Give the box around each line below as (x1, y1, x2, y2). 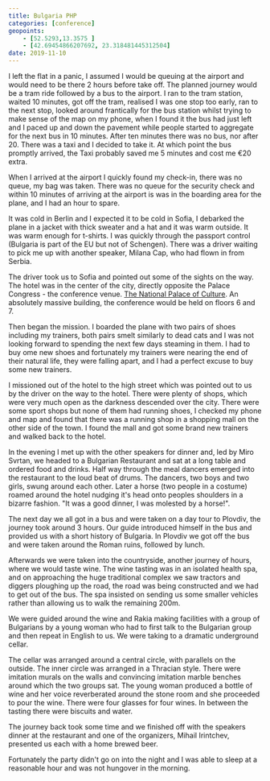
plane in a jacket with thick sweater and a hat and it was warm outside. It (8, 222, 249, 232)
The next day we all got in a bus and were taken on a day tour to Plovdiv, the (8, 514, 261, 523)
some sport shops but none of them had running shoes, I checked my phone (8, 406, 262, 415)
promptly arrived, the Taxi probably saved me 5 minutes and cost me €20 (8, 148, 252, 158)
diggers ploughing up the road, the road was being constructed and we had (8, 581, 259, 590)
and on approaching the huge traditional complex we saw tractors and (8, 572, 241, 582)
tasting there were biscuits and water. (8, 706, 133, 716)
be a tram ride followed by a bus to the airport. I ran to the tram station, (8, 89, 243, 97)
